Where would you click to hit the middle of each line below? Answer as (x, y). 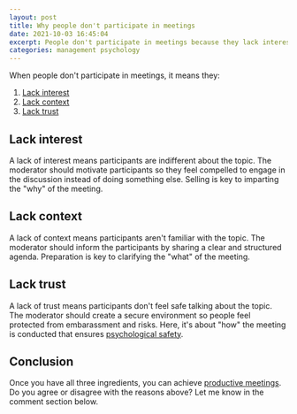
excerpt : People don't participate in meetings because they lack (134, 42)
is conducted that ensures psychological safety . (96, 333)
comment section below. (54, 402)
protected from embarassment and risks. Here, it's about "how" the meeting (148, 325)
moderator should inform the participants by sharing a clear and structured (145, 247)
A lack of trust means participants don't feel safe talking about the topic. (141, 305)
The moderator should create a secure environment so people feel (130, 315)
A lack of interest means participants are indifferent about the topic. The (141, 160)
